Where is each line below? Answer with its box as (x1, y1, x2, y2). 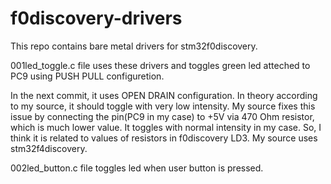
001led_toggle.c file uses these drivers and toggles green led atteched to (10, 59, 311, 71)
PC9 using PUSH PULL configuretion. (10, 70, 165, 82)
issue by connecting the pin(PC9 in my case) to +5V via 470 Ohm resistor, (10, 110, 315, 122)
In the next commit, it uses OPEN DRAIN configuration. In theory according (10, 89, 318, 101)
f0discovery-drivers (10, 7, 183, 30)
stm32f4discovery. (10, 142, 88, 154)
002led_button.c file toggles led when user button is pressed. (10, 162, 264, 174)
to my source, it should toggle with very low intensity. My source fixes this (10, 100, 316, 112)
